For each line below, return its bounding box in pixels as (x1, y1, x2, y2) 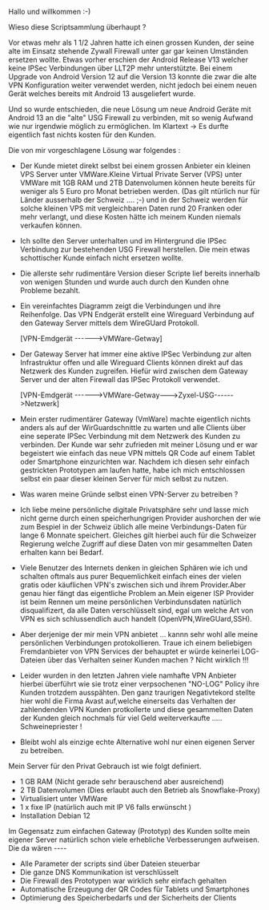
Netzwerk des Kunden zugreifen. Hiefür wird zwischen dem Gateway (19, 366, 248, 376)
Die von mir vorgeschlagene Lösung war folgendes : (8, 146, 181, 155)
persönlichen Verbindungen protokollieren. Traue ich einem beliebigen (19, 638, 252, 647)
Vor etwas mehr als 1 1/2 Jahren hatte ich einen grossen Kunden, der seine (8, 38, 255, 47)
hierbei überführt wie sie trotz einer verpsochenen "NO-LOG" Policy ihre (19, 679, 260, 688)
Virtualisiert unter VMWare (19, 794, 108, 803)
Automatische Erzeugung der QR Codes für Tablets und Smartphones (19, 884, 250, 894)
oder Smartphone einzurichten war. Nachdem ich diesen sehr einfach (19, 457, 250, 466)
